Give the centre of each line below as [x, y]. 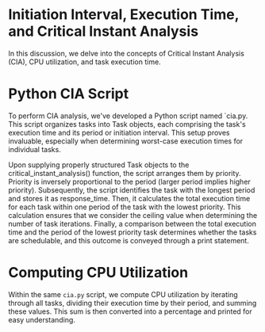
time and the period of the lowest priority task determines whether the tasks [132, 232]
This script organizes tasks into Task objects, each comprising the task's [127, 124]
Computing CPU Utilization [98, 273]
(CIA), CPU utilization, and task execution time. [84, 62]
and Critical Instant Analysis [104, 31]
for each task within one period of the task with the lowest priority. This [125, 207]
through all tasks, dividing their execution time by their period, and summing [132, 303]
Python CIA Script [69, 94]
